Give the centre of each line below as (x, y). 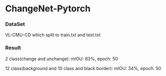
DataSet (15, 24)
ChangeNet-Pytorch (48, 9)
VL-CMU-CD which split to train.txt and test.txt (53, 35)
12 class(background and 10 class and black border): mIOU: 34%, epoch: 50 (83, 68)
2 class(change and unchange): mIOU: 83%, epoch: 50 (62, 59)
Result (13, 48)
